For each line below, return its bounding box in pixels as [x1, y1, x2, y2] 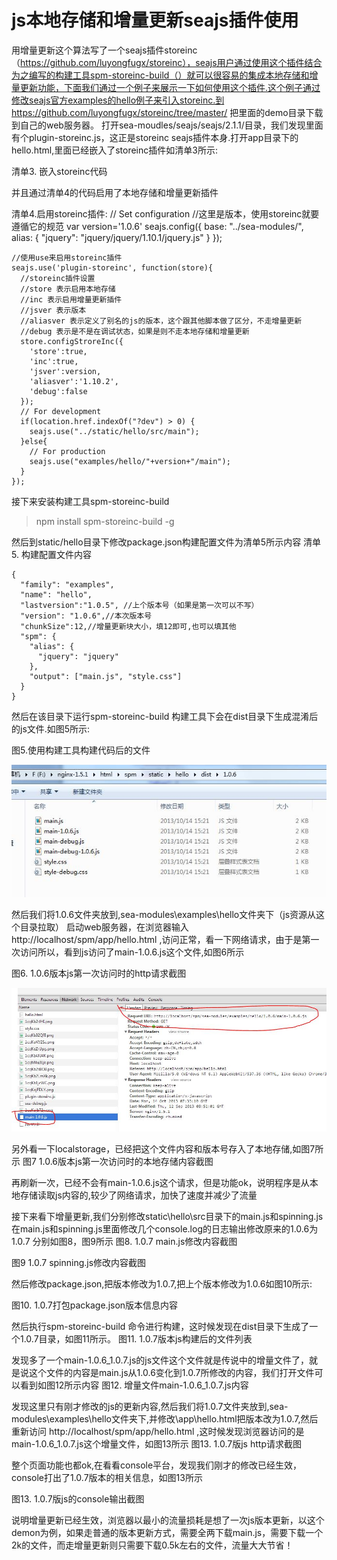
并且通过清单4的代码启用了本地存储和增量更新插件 [11, 186, 219, 198]
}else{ [20, 436, 48, 446]
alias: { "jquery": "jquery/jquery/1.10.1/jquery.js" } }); [11, 231, 223, 243]
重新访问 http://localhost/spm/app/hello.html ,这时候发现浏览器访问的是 [11, 1426, 305, 1438]
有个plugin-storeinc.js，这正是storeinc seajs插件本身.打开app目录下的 [11, 131, 299, 143]
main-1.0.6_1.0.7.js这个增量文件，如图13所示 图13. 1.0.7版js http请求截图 [11, 1438, 302, 1450]
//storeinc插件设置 [20, 273, 96, 283]
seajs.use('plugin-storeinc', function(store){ [11, 262, 214, 273]
